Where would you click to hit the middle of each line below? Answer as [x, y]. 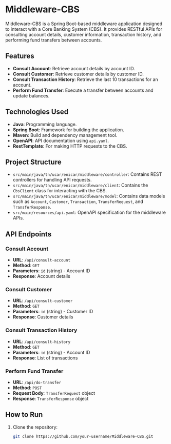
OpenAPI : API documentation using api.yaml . [61, 140]
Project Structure [33, 162]
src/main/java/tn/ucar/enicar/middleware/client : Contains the [80, 185]
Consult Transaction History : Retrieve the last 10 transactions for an [85, 79]
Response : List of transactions [45, 358]
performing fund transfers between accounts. [54, 40]
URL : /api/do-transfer [37, 382]
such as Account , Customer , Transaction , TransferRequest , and [78, 201]
